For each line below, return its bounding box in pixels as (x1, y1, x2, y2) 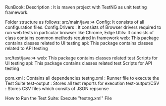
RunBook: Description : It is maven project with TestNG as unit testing (5, 4, 147, 10)
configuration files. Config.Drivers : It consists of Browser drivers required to (5, 24, 162, 30)
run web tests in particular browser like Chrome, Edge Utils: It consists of (5, 30, 154, 35)
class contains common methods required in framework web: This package (5, 35, 159, 41)
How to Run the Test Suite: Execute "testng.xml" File (5, 95, 112, 101)
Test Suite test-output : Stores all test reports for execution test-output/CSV (5, 80, 160, 86)
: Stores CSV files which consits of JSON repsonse (5, 86, 109, 91)
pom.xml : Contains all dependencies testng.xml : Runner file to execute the (5, 75, 160, 81)
